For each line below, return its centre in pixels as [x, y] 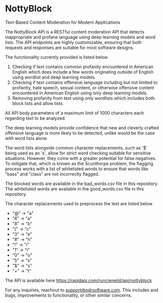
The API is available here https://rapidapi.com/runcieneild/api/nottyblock [79, 280]
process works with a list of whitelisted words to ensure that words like [77, 169]
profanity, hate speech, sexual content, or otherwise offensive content [83, 87]
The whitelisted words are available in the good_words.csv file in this [75, 189]
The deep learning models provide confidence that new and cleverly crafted [82, 128]
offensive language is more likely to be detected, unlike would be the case [80, 133]
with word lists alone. [27, 138]
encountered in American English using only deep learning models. [80, 93]
